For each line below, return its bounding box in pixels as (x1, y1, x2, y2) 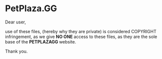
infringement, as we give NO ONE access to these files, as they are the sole (5, 34, 158, 39)
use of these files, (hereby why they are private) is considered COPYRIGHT (5, 28, 157, 34)
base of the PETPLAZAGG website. (5, 39, 76, 44)
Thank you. (5, 48, 28, 54)
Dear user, (5, 19, 26, 25)
